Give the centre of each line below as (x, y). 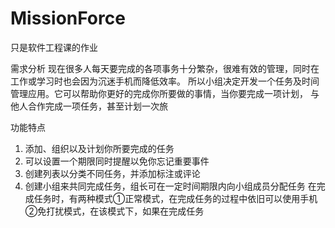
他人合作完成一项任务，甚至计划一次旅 (89, 106)
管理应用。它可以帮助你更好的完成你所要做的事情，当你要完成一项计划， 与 (165, 93)
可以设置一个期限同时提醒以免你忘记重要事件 (117, 161)
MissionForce (68, 18)
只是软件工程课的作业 (54, 47)
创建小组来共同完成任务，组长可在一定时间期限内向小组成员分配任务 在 (170, 186)
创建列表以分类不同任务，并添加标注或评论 (112, 173)
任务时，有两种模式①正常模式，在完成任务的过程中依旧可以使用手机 (175, 198)
